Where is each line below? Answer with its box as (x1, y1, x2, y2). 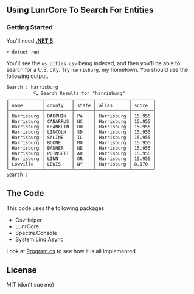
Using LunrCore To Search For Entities (6, 5, 154, 15)
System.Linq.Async (15, 236, 64, 243)
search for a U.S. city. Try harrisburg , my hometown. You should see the (6, 66, 189, 73)
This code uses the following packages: (6, 204, 106, 212)
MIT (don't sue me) (6, 281, 55, 289)
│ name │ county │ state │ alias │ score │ (6, 102, 156, 108)
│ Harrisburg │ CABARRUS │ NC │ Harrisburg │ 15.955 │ (6, 118, 156, 124)
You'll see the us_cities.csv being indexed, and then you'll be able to (6, 59, 181, 66)
